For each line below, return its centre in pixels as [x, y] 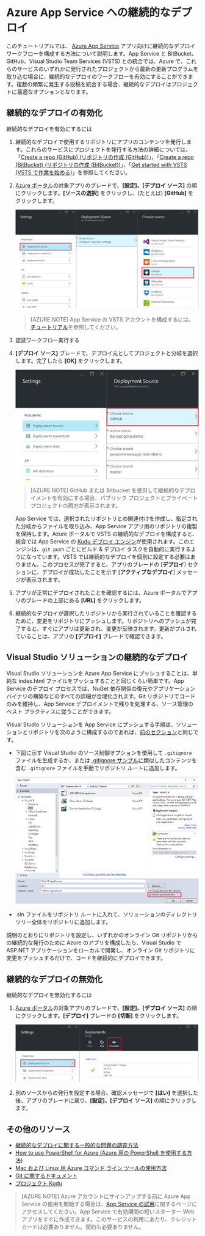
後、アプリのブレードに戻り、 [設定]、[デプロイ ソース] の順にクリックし [106, 1100]
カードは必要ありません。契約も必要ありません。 [83, 1227]
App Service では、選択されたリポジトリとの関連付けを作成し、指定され [106, 518]
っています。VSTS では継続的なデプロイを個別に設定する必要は [111, 556]
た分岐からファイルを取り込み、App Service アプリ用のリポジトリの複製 [106, 526]
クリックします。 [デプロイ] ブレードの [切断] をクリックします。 [101, 1016]
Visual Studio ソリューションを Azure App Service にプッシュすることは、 [99, 673]
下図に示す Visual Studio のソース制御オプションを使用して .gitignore [103, 752]
